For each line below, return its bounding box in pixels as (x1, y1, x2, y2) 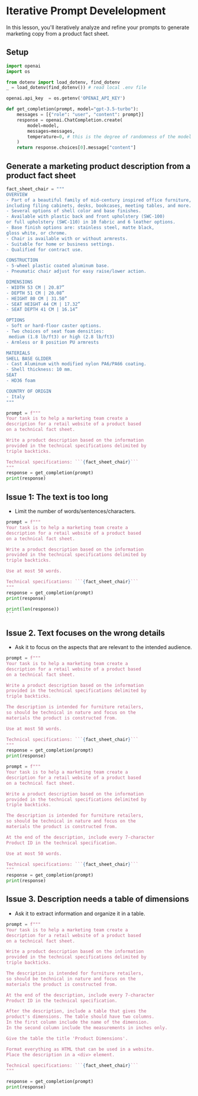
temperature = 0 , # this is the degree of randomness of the (27, 133, 176, 140)
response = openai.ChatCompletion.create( (17, 117, 123, 123)
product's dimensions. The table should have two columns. (6, 1014, 155, 1020)
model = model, (27, 123, 60, 129)
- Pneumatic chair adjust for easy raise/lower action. (6, 269, 147, 274)
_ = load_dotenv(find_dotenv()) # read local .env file (6, 85, 147, 91)
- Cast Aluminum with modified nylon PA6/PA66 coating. (6, 361, 147, 367)
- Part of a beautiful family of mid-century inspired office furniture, (6, 197, 192, 203)
